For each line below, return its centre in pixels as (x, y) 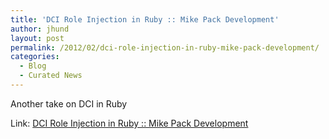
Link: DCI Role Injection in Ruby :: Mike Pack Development (129, 123)
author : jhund (40, 29)
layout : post (37, 38)
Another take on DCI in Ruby (69, 103)
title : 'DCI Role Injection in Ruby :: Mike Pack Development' (145, 19)
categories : (35, 57)
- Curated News (51, 76)
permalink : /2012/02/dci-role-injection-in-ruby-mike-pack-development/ (165, 47)
